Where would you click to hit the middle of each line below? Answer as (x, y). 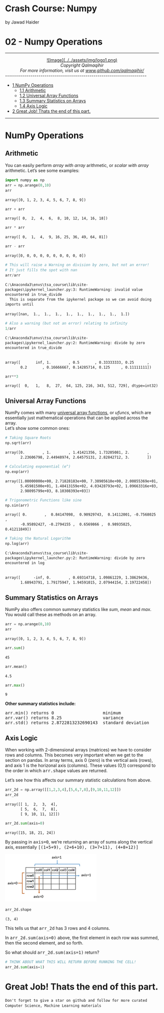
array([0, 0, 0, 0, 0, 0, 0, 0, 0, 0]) (46, 256)
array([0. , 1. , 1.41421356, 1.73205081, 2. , (77, 452)
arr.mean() (16, 666)
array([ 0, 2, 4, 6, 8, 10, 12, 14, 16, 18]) (57, 218)
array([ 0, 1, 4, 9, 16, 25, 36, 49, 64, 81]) (57, 237)
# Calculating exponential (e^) (38, 466)
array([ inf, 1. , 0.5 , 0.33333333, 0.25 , (77, 362)
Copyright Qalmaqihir (82, 65)
